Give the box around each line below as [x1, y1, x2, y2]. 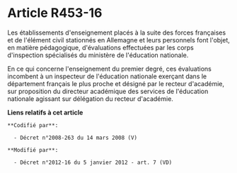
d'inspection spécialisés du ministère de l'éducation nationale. [7, 51, 189, 59]
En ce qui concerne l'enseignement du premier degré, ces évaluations [7, 64, 212, 73]
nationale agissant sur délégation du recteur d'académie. [7, 94, 173, 103]
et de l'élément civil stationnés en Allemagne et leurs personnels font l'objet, [7, 35, 230, 44]
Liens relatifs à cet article [7, 108, 83, 117]
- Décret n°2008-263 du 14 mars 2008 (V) [13, 134, 138, 141]
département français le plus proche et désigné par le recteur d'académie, [7, 79, 225, 88]
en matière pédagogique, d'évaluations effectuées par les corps [7, 43, 195, 52]
